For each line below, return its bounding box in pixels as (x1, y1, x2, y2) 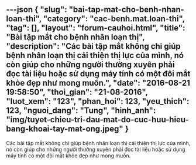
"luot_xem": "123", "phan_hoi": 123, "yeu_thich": (6, 96, 190, 106)
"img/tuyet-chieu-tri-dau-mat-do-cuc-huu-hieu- (6, 115, 189, 125)
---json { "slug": (6, 5, 67, 15)
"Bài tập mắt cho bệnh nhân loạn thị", (6, 32, 145, 42)
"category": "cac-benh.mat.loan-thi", (43, 14, 185, 24)
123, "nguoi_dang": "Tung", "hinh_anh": (6, 106, 156, 116)
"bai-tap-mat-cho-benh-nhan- (68, 5, 184, 15)
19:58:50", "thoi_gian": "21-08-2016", (6, 87, 148, 97)
